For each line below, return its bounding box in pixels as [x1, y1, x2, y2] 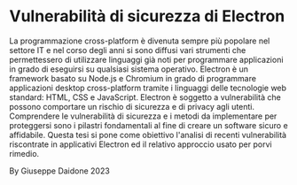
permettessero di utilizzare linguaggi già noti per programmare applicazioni [9, 54, 284, 65]
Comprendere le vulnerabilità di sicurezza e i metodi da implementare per [9, 111, 277, 121]
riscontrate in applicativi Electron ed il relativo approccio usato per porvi [9, 139, 272, 150]
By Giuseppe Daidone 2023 [9, 166, 111, 176]
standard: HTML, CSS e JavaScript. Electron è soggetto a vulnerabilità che [9, 91, 281, 103]
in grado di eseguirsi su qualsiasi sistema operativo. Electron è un [9, 64, 249, 74]
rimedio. [9, 148, 40, 158]
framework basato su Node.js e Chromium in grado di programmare [9, 73, 257, 83]
